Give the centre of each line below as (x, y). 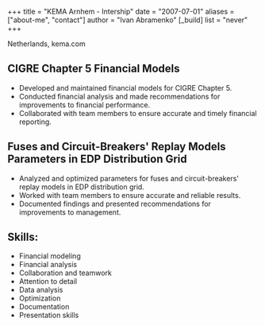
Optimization (40, 298)
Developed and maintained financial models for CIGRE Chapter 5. (125, 87)
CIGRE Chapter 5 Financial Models (94, 69)
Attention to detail (48, 281)
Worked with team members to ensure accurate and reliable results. (130, 195)
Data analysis (41, 290)
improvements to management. (70, 212)
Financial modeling (50, 256)
